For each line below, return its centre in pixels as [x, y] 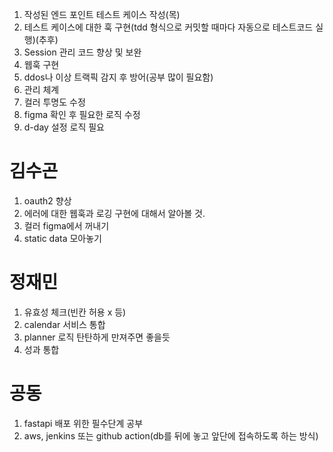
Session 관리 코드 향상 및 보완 [82, 52]
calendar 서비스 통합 [64, 324]
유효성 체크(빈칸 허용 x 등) [75, 312]
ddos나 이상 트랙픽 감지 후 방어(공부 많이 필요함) [118, 77]
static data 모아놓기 [63, 238]
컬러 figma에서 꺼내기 [66, 225]
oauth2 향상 [47, 200]
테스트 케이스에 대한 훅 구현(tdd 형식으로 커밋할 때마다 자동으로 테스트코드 [168, 27]
